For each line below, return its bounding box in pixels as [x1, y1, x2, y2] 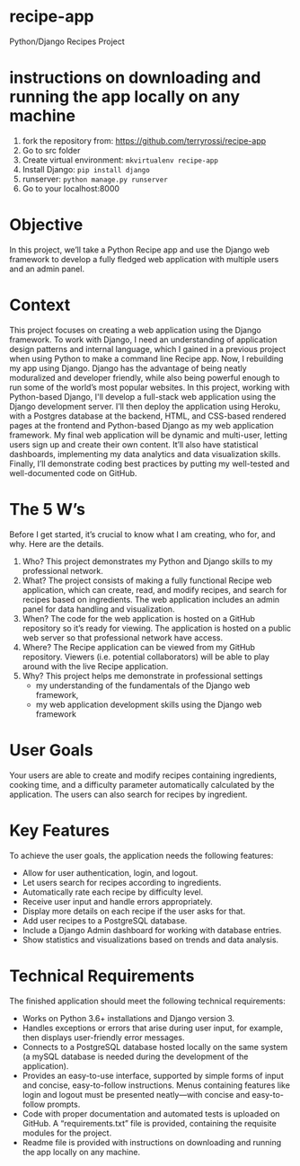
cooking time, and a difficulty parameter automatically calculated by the [9, 779, 275, 790]
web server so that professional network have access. [22, 632, 223, 643]
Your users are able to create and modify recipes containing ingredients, [9, 770, 277, 781]
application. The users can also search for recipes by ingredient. [9, 789, 248, 799]
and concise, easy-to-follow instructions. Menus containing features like [22, 1080, 290, 1091]
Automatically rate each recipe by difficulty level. [22, 887, 204, 897]
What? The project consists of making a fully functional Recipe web [22, 575, 272, 586]
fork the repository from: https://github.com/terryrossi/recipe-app [22, 135, 267, 146]
